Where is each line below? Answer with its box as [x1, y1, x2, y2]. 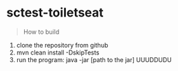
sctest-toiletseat [6, 5, 104, 21]
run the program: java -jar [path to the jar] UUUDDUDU [16, 55, 173, 63]
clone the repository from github [16, 41, 109, 49]
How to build [23, 28, 60, 36]
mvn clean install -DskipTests [16, 48, 100, 57]
